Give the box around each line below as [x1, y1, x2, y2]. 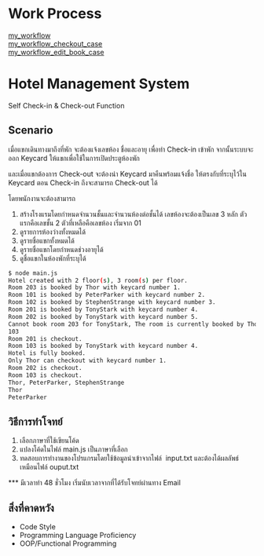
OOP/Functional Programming [19, 539, 117, 548]
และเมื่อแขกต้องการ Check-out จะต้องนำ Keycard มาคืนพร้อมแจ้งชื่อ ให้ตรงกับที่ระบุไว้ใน [8, 169, 247, 178]
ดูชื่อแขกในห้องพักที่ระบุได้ [19, 253, 86, 263]
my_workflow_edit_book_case [8, 47, 104, 57]
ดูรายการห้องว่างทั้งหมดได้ [19, 227, 86, 236]
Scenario [8, 123, 53, 137]
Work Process [8, 5, 102, 23]
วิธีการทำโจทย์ [8, 415, 63, 428]
